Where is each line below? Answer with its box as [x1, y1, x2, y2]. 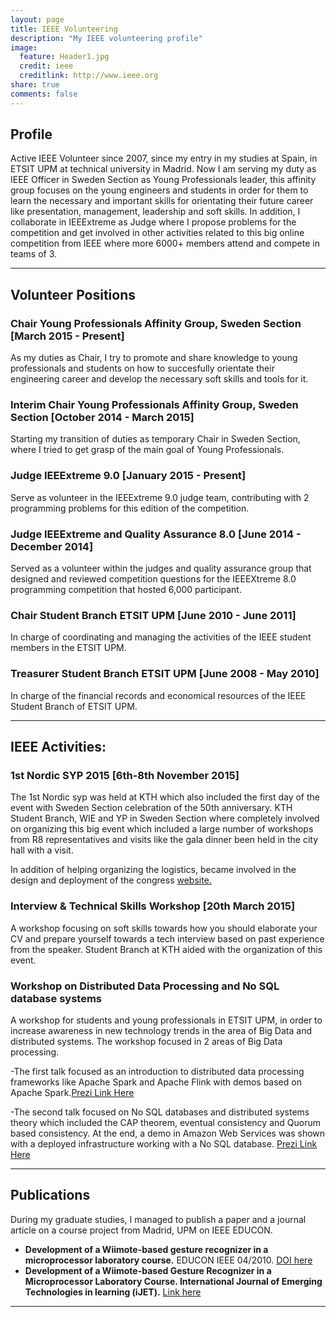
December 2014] [10, 539, 94, 553]
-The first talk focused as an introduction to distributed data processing [10, 1065, 305, 1077]
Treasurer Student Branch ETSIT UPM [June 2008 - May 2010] [10, 667, 320, 681]
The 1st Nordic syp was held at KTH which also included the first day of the [10, 791, 320, 803]
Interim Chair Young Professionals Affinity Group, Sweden [10, 398, 299, 412]
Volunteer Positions [10, 286, 137, 303]
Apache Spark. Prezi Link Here [10, 1086, 135, 1098]
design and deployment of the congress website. [10, 874, 212, 886]
